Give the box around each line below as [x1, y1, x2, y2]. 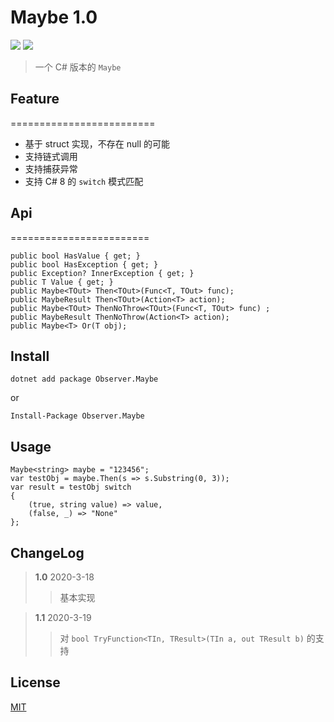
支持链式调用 [24, 150, 78, 162]
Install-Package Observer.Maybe [10, 411, 145, 421]
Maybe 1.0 [10, 6, 98, 29]
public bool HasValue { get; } [10, 251, 141, 261]
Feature [10, 91, 60, 108]
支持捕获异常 [24, 162, 78, 175]
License [10, 674, 61, 691]
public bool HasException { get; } [10, 259, 159, 270]
